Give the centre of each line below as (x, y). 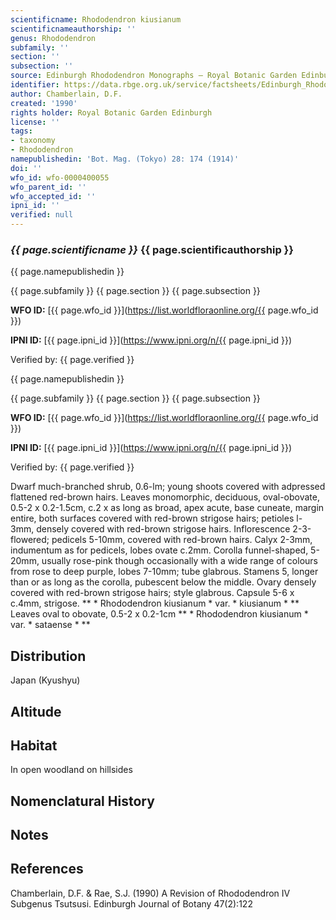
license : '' (35, 122)
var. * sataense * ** (50, 625)
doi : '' (26, 168)
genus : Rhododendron (53, 38)
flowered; (30, 540)
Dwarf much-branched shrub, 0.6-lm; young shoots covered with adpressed (168, 487)
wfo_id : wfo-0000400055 (60, 177)
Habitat (34, 745)
